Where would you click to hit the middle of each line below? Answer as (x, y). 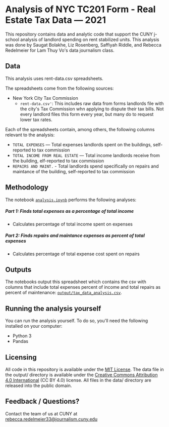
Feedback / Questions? (42, 401)
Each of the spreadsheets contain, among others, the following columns (80, 129)
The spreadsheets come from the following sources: (60, 88)
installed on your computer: (34, 326)
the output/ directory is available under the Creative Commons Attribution (81, 375)
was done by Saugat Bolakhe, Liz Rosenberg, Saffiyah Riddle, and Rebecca (83, 45)
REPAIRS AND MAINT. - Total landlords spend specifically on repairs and (86, 166)
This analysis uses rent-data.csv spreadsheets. (54, 78)
